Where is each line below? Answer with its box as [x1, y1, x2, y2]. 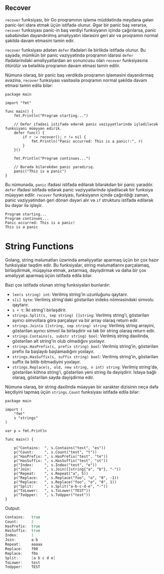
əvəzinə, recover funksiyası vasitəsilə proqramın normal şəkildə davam [5, 77, 147, 83]
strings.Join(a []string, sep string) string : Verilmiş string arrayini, [12, 322, 155, 328]
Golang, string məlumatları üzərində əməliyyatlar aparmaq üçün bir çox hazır [5, 257, 159, 263]
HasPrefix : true [5, 524, 41, 529]
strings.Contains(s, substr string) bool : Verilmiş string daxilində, [12, 333, 150, 339]
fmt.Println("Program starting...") [14, 113, 89, 118]
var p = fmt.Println [5, 428, 47, 433]
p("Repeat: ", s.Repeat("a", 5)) [14, 471, 89, 476]
